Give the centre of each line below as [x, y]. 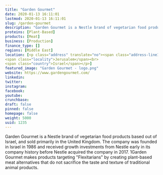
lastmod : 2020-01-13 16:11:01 [36, 18]
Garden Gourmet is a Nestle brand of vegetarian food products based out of [81, 136]
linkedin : [15, 77]
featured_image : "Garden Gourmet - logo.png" [52, 69]
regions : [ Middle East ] [29, 50]
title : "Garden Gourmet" [30, 9]
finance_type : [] [23, 46]
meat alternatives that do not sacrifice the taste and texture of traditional [78, 162]
